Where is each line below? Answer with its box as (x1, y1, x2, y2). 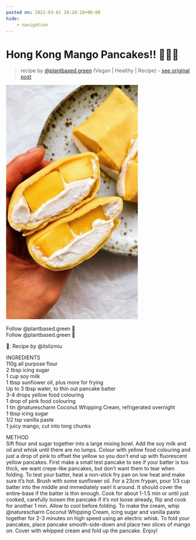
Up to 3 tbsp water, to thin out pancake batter (6, 385, 116, 392)
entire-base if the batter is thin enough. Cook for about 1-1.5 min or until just (6, 490, 189, 497)
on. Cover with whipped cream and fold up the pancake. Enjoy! (6, 527, 158, 534)
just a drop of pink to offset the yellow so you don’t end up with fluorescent (6, 453, 187, 460)
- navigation (16, 22, 49, 28)
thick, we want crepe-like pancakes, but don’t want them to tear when (6, 465, 175, 472)
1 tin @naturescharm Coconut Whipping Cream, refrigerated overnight (6, 404, 176, 411)
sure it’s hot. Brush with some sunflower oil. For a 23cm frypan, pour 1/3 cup (6, 477, 190, 484)
